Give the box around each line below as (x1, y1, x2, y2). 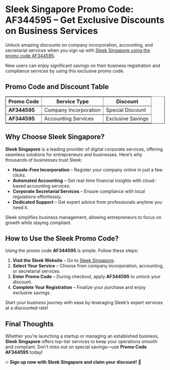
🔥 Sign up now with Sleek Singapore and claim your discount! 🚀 (5, 359, 142, 365)
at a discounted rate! (5, 305, 49, 311)
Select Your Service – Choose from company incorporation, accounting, (12, 263, 164, 269)
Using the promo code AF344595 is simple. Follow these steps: (5, 247, 139, 254)
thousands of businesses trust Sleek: (5, 157, 82, 163)
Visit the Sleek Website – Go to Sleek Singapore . (12, 257, 115, 264)
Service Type (56, 98, 89, 105)
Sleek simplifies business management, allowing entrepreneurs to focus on (5, 214, 162, 220)
